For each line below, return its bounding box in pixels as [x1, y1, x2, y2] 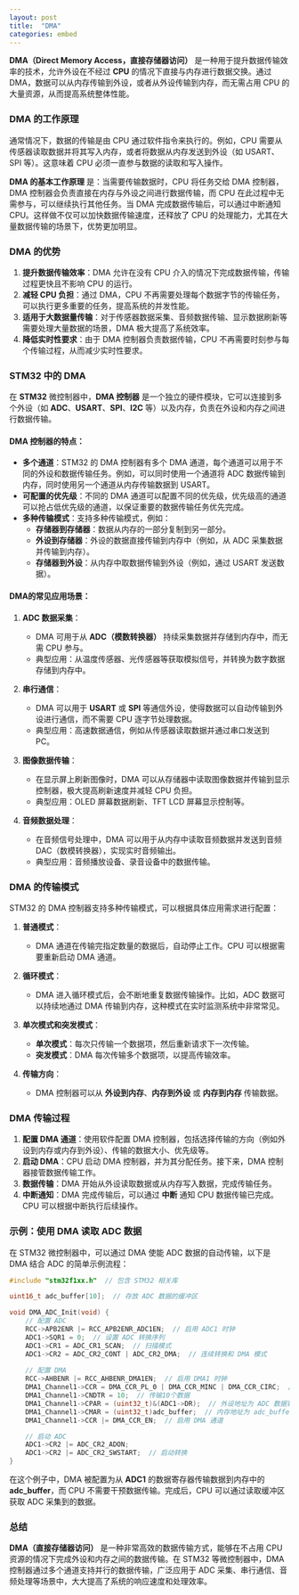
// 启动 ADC [25, 1432, 67, 1441]
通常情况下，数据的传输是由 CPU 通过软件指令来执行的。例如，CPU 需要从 [9, 135, 283, 145]
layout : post [9, 12, 58, 22]
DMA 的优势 [9, 245, 61, 258]
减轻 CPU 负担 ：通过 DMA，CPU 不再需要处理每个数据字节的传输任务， [21, 289, 285, 299]
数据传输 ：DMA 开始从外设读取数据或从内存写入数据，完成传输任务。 [21, 1178, 278, 1190]
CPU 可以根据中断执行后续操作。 [21, 1200, 143, 1212]
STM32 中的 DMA [9, 369, 86, 381]
